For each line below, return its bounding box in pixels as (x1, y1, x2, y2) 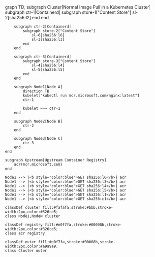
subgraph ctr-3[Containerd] (14, 54, 71, 59)
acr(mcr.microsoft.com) (14, 162, 63, 167)
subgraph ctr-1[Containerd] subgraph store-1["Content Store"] (5, 9, 131, 15)
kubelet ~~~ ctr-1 (23, 106, 61, 111)
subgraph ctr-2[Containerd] (14, 24, 71, 29)
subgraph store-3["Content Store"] (23, 59, 96, 64)
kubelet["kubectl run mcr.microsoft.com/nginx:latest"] (23, 93, 140, 98)
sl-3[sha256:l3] (31, 37, 65, 42)
